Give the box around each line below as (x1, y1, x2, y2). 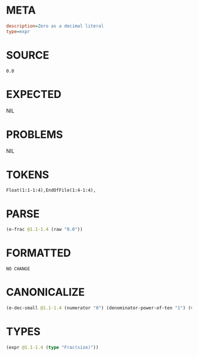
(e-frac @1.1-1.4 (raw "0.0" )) (6, 227, 83, 233)
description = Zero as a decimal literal (6, 23, 104, 29)
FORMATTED (6, 246, 71, 260)
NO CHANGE (6, 266, 31, 272)
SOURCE (6, 48, 49, 62)
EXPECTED (6, 87, 62, 101)
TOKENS (6, 168, 49, 181)
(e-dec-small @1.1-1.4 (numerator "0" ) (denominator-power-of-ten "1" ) (6, 305, 186, 311)
